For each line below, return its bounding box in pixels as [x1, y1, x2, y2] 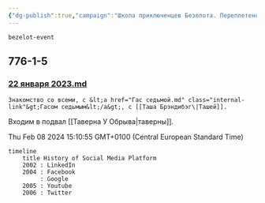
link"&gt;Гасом [8, 103, 58, 111]
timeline [8, 148, 37, 156]
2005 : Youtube [22, 182, 73, 190]
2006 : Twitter [22, 189, 73, 197]
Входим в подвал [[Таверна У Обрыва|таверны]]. [8, 117, 174, 126]
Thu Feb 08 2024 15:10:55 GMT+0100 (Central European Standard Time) [8, 132, 244, 142]
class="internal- [188, 96, 245, 104]
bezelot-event [8, 33, 55, 41]
